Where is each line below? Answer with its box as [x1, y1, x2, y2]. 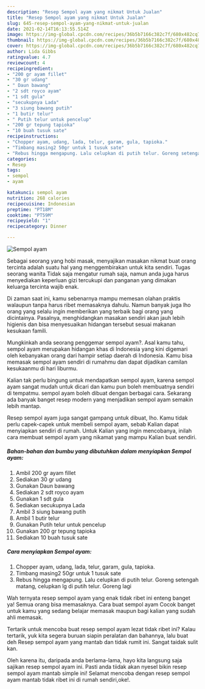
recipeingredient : [7, 65, 54, 72]
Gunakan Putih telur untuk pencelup [15, 521, 106, 528]
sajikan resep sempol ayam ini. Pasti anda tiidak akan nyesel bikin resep [7, 663, 187, 670]
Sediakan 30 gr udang [15, 476, 72, 483]
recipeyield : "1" [7, 218, 51, 224]
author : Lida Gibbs [7, 49, 57, 55]
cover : [7, 43, 24, 49]
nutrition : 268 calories [7, 195, 70, 201]
